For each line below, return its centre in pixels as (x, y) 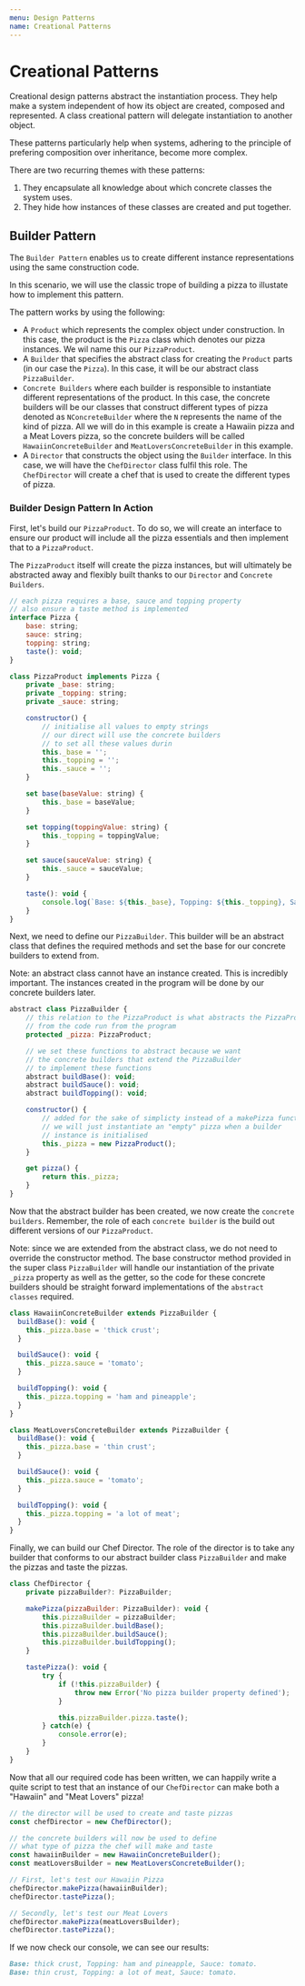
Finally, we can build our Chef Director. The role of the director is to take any (152, 1548)
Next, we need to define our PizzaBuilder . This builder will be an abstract (147, 937)
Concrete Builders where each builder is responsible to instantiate (147, 388)
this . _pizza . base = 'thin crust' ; (91, 1447)
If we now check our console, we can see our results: (109, 1948)
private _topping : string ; (77, 693)
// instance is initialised (95, 1135)
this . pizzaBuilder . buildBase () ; (103, 1625)
